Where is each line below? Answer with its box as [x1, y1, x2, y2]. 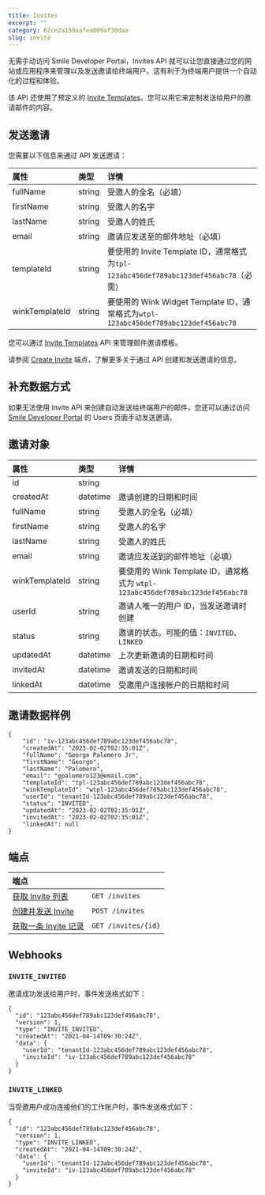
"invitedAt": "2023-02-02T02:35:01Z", [22, 813, 150, 821]
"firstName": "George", [22, 758, 101, 766]
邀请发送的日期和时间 [118, 664, 198, 675]
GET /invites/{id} [91, 921, 161, 930]
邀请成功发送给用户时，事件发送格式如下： [8, 989, 147, 998]
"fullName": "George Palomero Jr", [22, 751, 140, 759]
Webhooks [8, 948, 63, 962]
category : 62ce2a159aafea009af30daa [8, 26, 129, 34]
